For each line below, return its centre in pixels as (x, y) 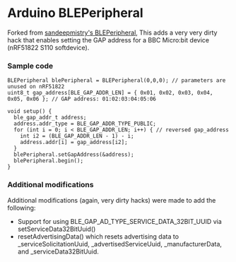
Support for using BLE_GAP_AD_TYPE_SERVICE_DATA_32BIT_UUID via (120, 221)
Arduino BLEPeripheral (75, 13)
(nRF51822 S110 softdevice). (48, 47)
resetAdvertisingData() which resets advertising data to (98, 236)
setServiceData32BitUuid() (57, 229)
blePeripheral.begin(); (48, 161)
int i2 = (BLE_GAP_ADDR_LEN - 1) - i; (77, 136)
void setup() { (30, 112)
